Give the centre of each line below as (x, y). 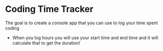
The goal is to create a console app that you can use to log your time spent (81, 23)
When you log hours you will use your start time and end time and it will (85, 38)
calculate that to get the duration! (46, 43)
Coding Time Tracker (49, 9)
